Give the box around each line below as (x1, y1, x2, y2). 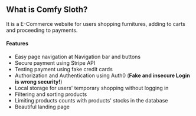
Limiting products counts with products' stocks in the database (14, 97, 168, 104)
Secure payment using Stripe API (14, 59, 96, 67)
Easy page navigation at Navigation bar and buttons (14, 53, 141, 61)
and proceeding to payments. (6, 26, 78, 34)
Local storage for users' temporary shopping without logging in (14, 85, 169, 92)
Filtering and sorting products (14, 91, 87, 98)
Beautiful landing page (14, 103, 70, 111)
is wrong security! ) (14, 78, 63, 85)
